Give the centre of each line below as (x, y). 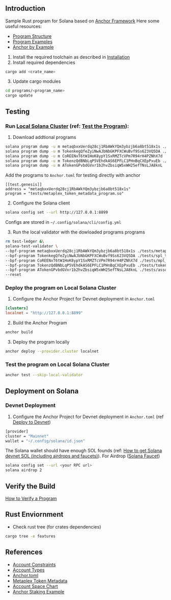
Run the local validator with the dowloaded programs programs (79, 232)
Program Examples (32, 41)
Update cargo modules (37, 81)
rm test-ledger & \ (25, 242)
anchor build (19, 332)
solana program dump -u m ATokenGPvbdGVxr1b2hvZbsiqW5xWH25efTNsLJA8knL (84, 166)
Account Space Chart (35, 586)
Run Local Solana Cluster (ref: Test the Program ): (67, 126)
